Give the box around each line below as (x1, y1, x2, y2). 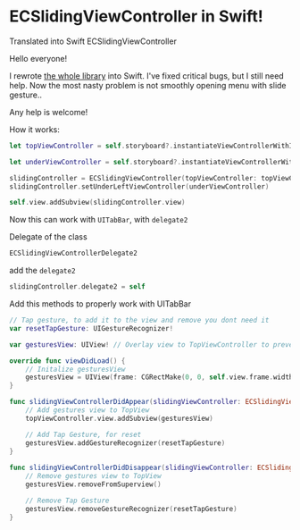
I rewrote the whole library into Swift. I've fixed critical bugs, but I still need (9, 70, 284, 81)
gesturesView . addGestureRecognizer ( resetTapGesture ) (25, 438, 226, 448)
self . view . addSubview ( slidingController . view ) (9, 198, 186, 207)
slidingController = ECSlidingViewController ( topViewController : (9, 173, 257, 182)
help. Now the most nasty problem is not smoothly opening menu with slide (9, 80, 287, 90)
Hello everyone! (9, 53, 68, 63)
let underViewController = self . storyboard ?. (9, 157, 181, 166)
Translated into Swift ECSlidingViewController (9, 36, 177, 46)
